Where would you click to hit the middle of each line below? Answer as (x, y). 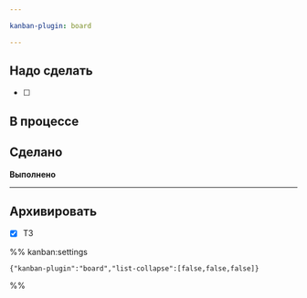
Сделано (36, 153)
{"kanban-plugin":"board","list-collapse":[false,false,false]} (134, 268)
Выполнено (33, 174)
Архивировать (53, 212)
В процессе (44, 121)
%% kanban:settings (49, 252)
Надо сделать (51, 71)
